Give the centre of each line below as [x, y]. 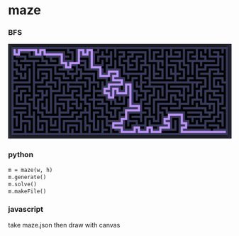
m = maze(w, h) [30, 170]
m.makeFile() [27, 192]
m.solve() [23, 184]
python [21, 155]
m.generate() [27, 177]
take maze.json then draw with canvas [64, 225]
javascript [26, 210]
